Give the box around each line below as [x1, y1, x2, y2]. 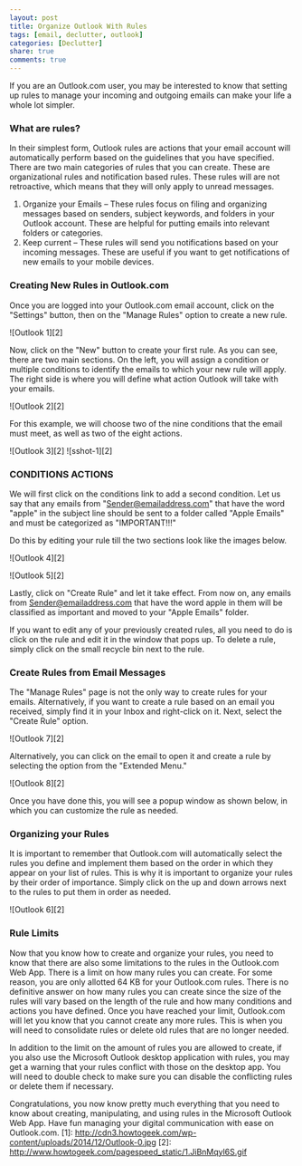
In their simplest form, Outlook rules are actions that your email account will [9, 142, 291, 154]
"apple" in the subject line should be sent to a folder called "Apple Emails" [9, 507, 285, 518]
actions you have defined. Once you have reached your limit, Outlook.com [9, 1005, 286, 1016]
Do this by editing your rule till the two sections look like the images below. [9, 535, 288, 545]
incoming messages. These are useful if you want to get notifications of [22, 246, 290, 258]
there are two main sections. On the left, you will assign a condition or [9, 354, 269, 365]
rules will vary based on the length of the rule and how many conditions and [9, 996, 292, 1007]
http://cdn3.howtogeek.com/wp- [74, 1127, 197, 1138]
